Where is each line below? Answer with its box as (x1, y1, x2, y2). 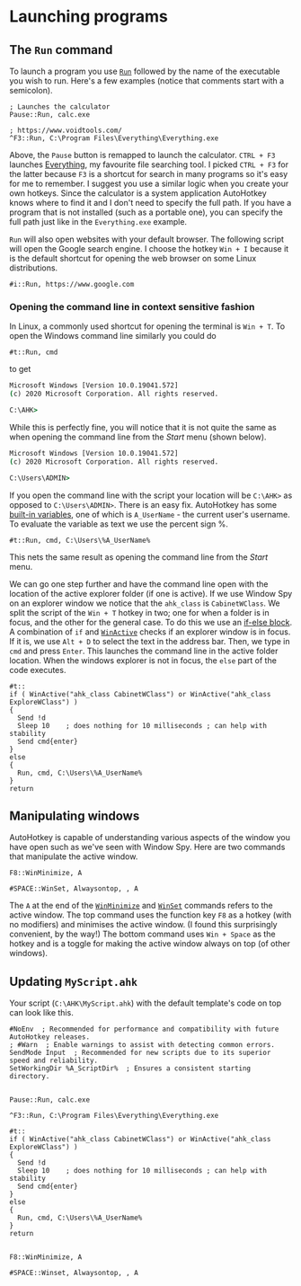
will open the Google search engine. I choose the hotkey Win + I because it (9, 244, 289, 253)
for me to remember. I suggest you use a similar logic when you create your (9, 178, 289, 189)
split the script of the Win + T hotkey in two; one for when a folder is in (9, 607, 270, 617)
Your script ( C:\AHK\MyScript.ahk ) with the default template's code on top (9, 998, 282, 1008)
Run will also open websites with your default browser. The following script (9, 234, 285, 244)
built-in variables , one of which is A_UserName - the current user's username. (9, 509, 290, 519)
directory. (9, 1072, 50, 1081)
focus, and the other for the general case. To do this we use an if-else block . (9, 616, 293, 627)
